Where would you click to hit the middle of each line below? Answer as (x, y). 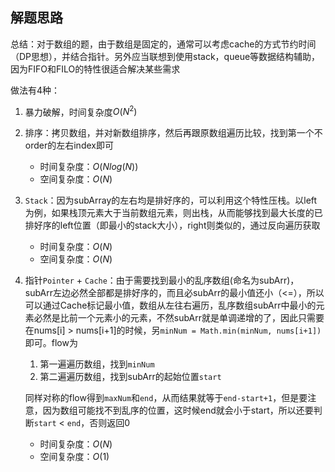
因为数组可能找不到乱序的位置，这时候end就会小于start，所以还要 (178, 410)
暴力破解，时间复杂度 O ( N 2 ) (81, 111)
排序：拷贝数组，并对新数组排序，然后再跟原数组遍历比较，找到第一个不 (173, 133)
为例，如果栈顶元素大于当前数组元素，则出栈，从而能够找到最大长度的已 (173, 213)
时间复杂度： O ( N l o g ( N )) (89, 167)
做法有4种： (35, 90)
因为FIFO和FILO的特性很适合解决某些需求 (95, 69)
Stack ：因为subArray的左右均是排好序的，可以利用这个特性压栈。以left (171, 200)
